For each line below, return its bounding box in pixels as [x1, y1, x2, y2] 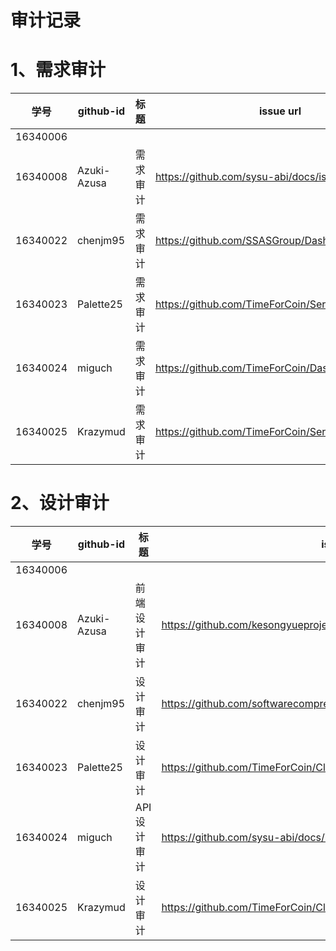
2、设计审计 [10, 492, 110, 515]
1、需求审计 [10, 59, 107, 81]
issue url [258, 104, 302, 118]
